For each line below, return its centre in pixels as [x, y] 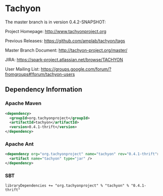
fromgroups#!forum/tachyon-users [40, 74]
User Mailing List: [22, 69]
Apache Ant [19, 144]
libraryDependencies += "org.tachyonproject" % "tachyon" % [67, 186]
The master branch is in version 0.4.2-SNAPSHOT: [56, 22]
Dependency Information [44, 90]
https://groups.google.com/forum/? [76, 69]
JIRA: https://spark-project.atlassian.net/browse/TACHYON [64, 59]
